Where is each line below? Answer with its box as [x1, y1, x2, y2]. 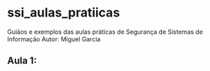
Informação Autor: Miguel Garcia [7, 34, 101, 43]
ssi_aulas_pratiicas [7, 5, 120, 21]
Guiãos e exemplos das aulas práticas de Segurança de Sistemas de [7, 28, 203, 36]
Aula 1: [7, 55, 37, 67]
